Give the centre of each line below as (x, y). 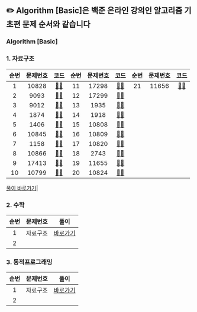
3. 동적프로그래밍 (29, 262)
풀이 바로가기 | (22, 188)
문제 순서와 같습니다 (56, 25)
